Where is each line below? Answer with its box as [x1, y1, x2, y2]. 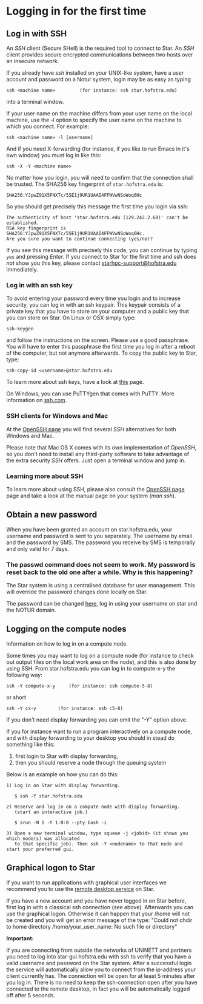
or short [6, 694, 26, 701]
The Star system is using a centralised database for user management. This [6, 582, 195, 589]
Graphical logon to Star [6, 862, 96, 873]
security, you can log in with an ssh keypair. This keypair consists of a [6, 301, 181, 309]
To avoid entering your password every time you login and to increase [6, 295, 181, 302]
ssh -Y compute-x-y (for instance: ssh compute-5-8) [6, 683, 153, 689]
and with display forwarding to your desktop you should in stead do [6, 734, 175, 742]
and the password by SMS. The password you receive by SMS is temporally [6, 539, 196, 546]
